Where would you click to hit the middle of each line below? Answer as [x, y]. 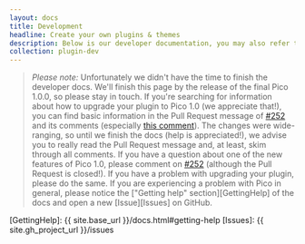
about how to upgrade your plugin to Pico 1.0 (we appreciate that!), [157, 106]
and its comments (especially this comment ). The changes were [151, 126]
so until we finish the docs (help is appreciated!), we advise [176, 135]
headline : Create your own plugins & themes [95, 34]
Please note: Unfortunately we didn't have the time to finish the [149, 77]
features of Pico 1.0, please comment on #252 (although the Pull [152, 164]
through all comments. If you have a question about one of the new [157, 154]
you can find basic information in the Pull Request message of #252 [158, 116]
